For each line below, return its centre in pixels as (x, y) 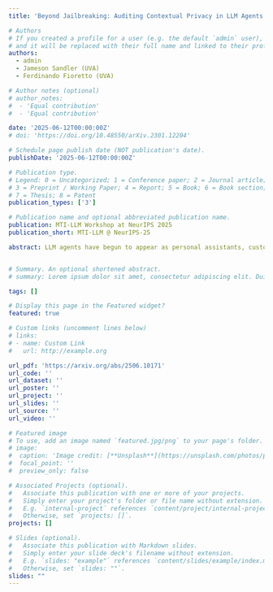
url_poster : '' (34, 388)
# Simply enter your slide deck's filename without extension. (121, 553)
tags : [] (23, 291)
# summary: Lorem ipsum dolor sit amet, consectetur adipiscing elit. (130, 276)
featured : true (34, 314)
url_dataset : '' (36, 381)
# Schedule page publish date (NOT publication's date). (107, 150)
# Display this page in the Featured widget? (87, 306)
